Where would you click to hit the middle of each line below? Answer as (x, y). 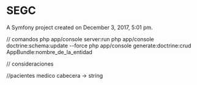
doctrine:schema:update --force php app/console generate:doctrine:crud (99, 46)
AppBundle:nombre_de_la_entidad (50, 52)
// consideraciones (30, 64)
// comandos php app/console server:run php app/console (80, 39)
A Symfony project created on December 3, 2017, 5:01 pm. (80, 27)
